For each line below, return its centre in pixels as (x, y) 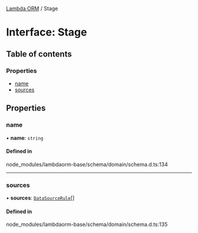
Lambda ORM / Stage (32, 9)
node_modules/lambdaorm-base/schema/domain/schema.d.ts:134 (87, 164)
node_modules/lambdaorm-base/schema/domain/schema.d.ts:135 (87, 224)
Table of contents (39, 54)
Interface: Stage (47, 32)
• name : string (25, 138)
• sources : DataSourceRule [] (40, 198)
